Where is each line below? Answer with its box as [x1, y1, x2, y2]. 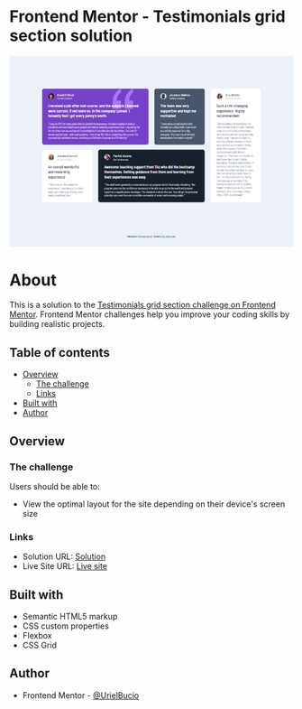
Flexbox [22, 630, 52, 641]
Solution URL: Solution [22, 551, 106, 562]
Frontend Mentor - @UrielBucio [22, 689, 140, 701]
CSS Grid [22, 639, 57, 651]
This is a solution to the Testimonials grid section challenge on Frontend [9, 300, 277, 311]
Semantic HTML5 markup [22, 611, 118, 622]
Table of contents [9, 345, 110, 360]
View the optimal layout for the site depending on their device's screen [22, 499, 286, 509]
